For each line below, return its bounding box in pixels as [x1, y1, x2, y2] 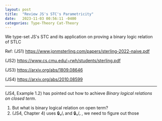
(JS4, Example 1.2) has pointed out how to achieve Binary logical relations [5, 91, 152, 96]
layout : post [5, 7, 31, 12]
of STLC [5, 39, 22, 45]
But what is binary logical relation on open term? [12, 105, 108, 111]
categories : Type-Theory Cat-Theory [5, 20, 79, 26]
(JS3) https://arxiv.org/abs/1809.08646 [5, 67, 83, 73]
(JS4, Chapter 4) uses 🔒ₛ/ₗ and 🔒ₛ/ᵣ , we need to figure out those [12, 110, 139, 116]
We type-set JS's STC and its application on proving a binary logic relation [5, 34, 153, 40]
